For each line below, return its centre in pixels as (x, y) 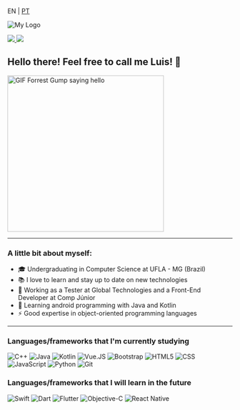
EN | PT (19, 11)
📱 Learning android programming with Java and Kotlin (97, 305)
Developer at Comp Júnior (56, 298)
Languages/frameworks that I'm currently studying (98, 341)
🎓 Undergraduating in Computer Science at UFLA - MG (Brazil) (111, 269)
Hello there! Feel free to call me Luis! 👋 (94, 62)
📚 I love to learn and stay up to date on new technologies (102, 280)
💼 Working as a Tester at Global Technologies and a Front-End (109, 290)
